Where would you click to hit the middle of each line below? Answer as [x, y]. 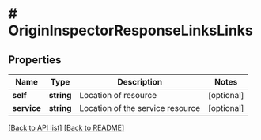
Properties [35, 60]
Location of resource [117, 95]
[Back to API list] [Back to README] [66, 128]
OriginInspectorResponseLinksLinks [130, 30]
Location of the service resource [139, 108]
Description [140, 82]
